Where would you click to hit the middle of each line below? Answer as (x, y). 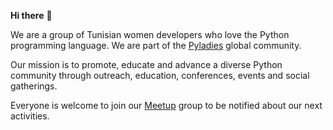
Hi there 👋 (31, 15)
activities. (30, 116)
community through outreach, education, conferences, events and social (160, 75)
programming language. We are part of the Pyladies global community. (156, 45)
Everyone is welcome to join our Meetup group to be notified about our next (166, 105)
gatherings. (34, 86)
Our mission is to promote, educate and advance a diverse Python (146, 64)
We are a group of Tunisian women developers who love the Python (150, 34)
